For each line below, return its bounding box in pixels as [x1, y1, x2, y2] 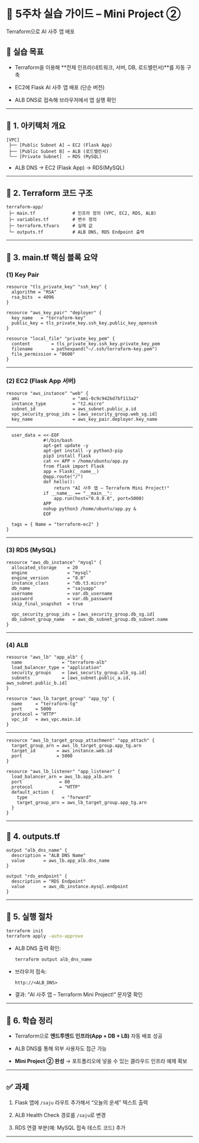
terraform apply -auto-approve [6, 933, 84, 939]
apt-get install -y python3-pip [43, 448, 123, 454]
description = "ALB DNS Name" [11, 852, 86, 858]
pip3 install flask [43, 453, 92, 459]
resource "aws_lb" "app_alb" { [6, 654, 84, 660]
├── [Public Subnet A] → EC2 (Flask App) [8, 142, 113, 148]
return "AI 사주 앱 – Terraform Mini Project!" [53, 485, 170, 491]
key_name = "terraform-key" [11, 315, 86, 321]
